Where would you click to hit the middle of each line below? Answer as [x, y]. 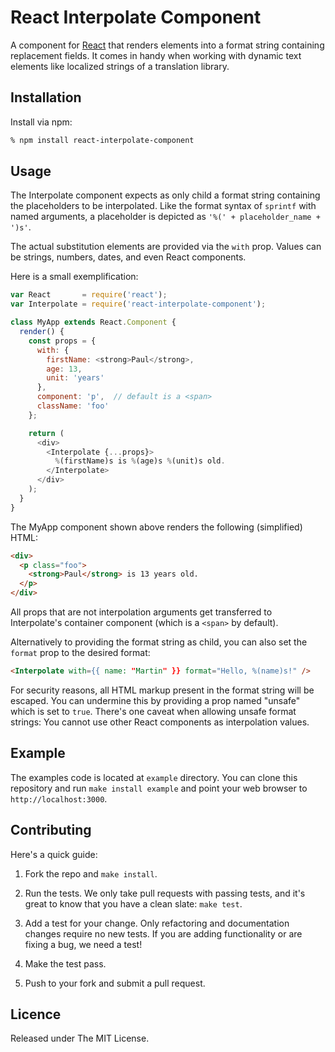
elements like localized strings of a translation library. [120, 66]
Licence [36, 1014]
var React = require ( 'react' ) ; [89, 295]
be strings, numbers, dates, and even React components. [128, 257]
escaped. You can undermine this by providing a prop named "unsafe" [155, 700]
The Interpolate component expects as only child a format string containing [165, 195]
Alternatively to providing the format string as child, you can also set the [159, 642]
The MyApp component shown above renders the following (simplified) [156, 527]
